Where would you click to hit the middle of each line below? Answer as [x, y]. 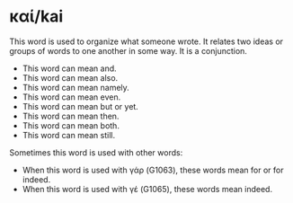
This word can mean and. [69, 68]
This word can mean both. [71, 125]
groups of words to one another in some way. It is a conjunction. [128, 50]
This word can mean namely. [76, 87]
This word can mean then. [71, 116]
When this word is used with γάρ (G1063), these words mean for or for [153, 170]
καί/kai [36, 17]
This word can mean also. [70, 77]
